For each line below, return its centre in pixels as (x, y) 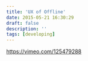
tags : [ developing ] (31, 34)
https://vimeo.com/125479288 (44, 51)
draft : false (23, 23)
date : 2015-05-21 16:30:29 (40, 18)
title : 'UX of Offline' (36, 12)
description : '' (27, 29)
